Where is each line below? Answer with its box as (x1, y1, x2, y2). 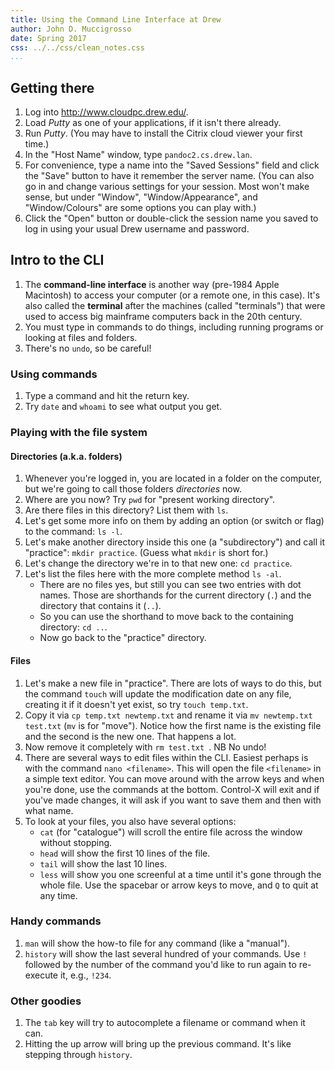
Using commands (10, 367, 98, 381)
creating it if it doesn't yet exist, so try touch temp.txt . (24, 698, 249, 710)
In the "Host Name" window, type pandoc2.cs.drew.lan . (24, 149, 253, 161)
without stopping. (39, 836, 113, 848)
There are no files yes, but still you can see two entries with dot (39, 579, 302, 591)
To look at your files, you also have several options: (24, 815, 237, 827)
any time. (39, 889, 78, 901)
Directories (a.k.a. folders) (10, 450, 123, 462)
